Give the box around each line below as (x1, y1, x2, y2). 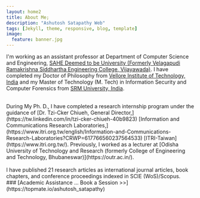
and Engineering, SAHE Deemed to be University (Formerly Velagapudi (6, 59, 180, 66)
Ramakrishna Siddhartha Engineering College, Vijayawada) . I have (6, 66, 169, 72)
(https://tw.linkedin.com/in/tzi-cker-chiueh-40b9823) (6, 115, 137, 123)
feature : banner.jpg (11, 36, 63, 42)
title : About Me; (6, 14, 50, 20)
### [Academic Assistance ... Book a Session (6, 179, 118, 186)
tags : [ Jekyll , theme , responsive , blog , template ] (6, 25, 137, 32)
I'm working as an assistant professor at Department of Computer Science (6, 53, 189, 60)
